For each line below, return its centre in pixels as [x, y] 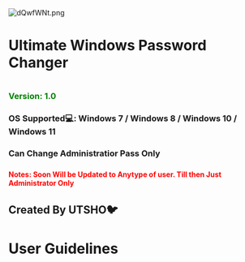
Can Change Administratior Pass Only [84, 153]
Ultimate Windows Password [107, 46]
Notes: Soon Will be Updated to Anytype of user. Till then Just [115, 174]
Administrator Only [41, 183]
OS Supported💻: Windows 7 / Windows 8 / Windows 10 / [123, 118]
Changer [39, 63]
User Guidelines [64, 249]
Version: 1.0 [32, 97]
